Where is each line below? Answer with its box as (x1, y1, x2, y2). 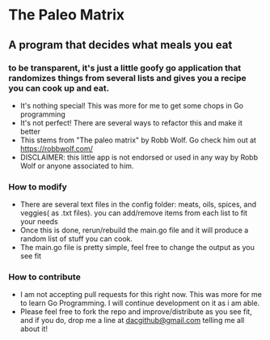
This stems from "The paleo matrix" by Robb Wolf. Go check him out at (19, 135, 257, 145)
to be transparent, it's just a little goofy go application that (8, 62, 241, 74)
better (19, 126, 40, 136)
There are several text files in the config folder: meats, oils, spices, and (19, 200, 257, 210)
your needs (19, 217, 58, 227)
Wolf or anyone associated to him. (19, 160, 134, 171)
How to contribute (8, 271, 81, 283)
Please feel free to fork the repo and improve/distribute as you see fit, (19, 307, 252, 317)
